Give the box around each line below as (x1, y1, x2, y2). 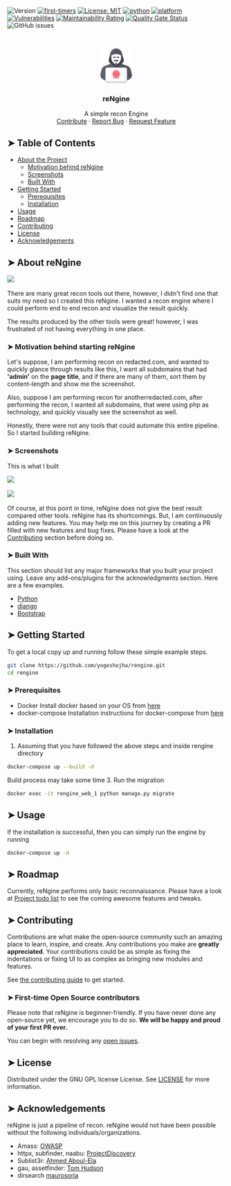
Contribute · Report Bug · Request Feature (56, 117, 176, 125)
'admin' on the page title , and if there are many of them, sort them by (7, 373, 206, 381)
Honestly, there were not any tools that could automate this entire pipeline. (7, 421, 219, 430)
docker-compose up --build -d (7, 763, 95, 770)
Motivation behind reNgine (27, 163, 104, 171)
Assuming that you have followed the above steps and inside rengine (17, 741, 214, 750)
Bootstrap (17, 609, 46, 617)
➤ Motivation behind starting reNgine (7, 342, 136, 351)
